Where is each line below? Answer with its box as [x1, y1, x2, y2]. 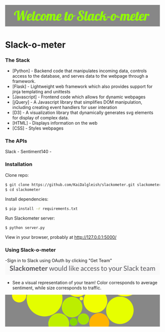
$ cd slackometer [5, 187, 41, 193]
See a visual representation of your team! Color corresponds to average [12, 279, 158, 285]
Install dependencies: [5, 196, 49, 202]
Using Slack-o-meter [5, 246, 56, 253]
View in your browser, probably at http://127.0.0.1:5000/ [5, 234, 117, 240]
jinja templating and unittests [12, 88, 71, 94]
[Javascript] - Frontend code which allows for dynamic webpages [12, 94, 146, 100]
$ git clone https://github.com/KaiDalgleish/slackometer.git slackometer [5, 182, 162, 187]
